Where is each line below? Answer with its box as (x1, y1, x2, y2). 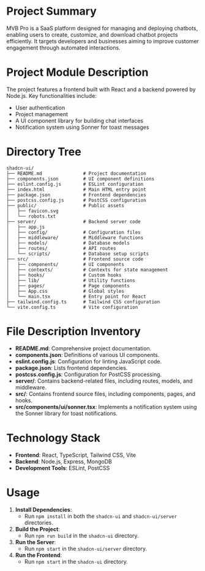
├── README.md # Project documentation (6, 170, 147, 177)
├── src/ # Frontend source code (6, 256, 144, 262)
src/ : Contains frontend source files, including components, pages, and (15, 390, 196, 397)
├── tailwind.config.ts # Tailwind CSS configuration (6, 298, 160, 305)
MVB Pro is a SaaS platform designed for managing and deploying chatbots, (6, 24, 198, 32)
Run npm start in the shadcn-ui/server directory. (24, 545, 147, 552)
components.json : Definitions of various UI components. (15, 351, 160, 358)
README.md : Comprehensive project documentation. (15, 344, 152, 352)
